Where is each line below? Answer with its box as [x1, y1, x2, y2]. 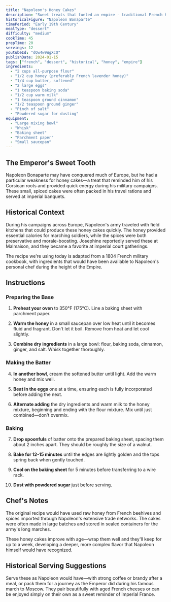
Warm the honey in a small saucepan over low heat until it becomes [13, 320, 156, 326]
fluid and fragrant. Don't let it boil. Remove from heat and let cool [13, 326, 149, 332]
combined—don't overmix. [13, 412, 69, 418]
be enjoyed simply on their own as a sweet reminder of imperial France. [6, 591, 155, 597]
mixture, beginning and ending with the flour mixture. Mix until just [13, 407, 152, 413]
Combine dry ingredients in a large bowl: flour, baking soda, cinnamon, [13, 341, 163, 347]
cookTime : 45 [6, 36, 33, 41]
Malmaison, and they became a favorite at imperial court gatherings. [6, 243, 149, 249]
